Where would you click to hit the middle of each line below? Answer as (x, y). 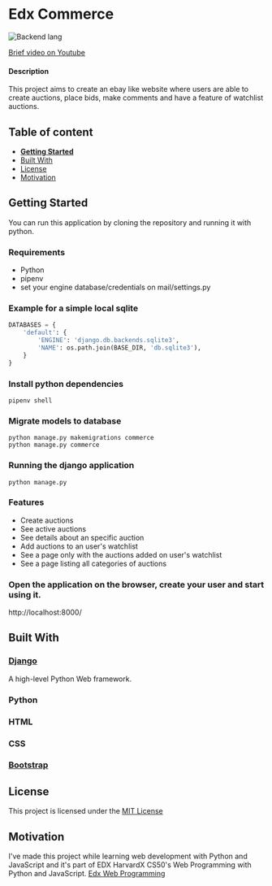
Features (26, 502)
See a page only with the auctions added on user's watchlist (121, 554)
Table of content (51, 132)
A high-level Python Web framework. (70, 679)
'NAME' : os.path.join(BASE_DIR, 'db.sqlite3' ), (119, 347)
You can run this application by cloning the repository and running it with (130, 222)
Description (29, 71)
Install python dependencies (66, 384)
